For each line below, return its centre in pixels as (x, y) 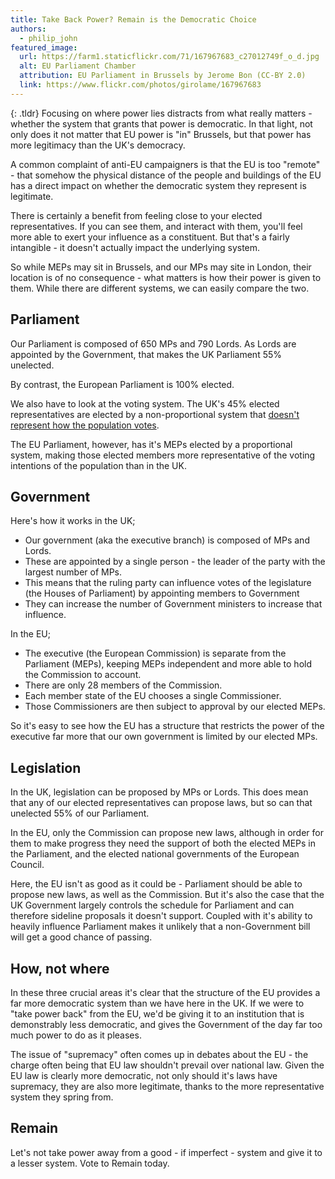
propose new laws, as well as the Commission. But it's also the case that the (167, 895)
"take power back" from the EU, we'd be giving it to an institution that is (157, 1014)
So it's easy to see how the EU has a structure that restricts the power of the (167, 726)
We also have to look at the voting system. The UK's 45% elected (145, 403)
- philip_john (48, 38)
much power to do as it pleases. (76, 1035)
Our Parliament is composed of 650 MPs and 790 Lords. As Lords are (153, 343)
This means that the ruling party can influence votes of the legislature (168, 583)
